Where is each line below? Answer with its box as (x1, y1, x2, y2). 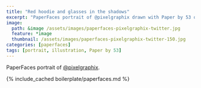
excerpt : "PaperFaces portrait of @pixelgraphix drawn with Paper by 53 (6, 14, 191, 20)
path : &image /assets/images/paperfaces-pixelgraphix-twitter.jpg (11, 25, 181, 32)
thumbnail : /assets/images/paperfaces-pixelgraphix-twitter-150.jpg (11, 36, 186, 42)
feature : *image (11, 31, 52, 37)
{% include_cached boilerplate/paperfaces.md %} (6, 75, 130, 82)
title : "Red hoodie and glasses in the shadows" (6, 8, 130, 15)
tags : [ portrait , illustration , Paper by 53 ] (6, 48, 121, 54)
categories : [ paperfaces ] (6, 42, 71, 48)
